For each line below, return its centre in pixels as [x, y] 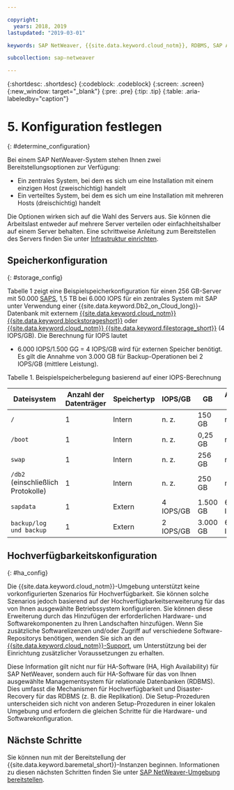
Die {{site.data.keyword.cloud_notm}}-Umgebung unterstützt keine [103, 586]
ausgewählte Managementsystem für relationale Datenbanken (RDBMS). [111, 681]
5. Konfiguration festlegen [85, 127]
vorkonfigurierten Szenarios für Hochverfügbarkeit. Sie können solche [108, 593]
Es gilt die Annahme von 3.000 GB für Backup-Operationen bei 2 [110, 356]
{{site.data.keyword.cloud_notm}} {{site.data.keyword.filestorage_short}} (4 [116, 328]
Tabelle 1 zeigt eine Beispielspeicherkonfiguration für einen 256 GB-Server [114, 291]
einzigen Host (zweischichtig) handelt [72, 188]
